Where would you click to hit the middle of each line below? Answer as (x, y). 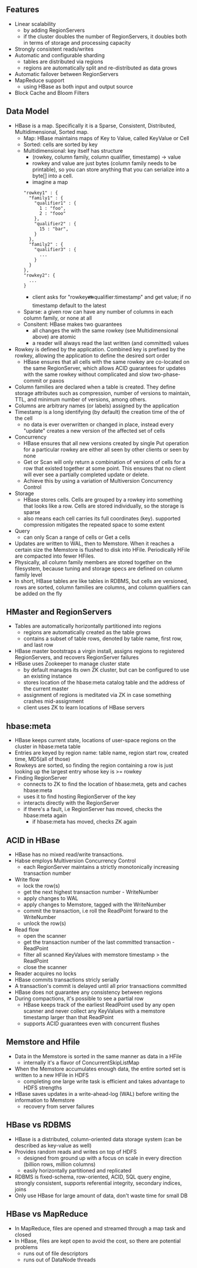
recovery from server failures (59, 1106)
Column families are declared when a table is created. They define (95, 387)
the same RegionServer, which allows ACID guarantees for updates (105, 368)
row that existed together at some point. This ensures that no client (105, 468)
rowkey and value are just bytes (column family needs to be (104, 163)
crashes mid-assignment (54, 701)
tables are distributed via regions (63, 61)
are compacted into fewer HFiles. (55, 556)
